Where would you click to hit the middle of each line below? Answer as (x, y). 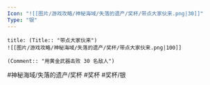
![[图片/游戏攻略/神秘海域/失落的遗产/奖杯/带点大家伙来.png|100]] (95, 48)
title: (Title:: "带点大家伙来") (52, 40)
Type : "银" (23, 20)
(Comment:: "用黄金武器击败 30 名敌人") (61, 61)
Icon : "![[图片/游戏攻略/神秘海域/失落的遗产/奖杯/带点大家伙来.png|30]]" (105, 13)
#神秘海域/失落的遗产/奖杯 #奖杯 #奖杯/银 (67, 75)
